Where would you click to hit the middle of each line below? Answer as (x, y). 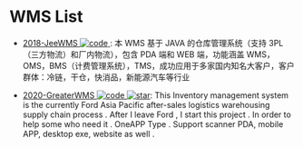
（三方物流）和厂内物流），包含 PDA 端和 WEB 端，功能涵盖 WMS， (148, 54)
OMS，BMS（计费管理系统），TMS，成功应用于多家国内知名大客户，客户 (158, 65)
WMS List (46, 17)
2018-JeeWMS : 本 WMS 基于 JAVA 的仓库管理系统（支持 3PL (153, 43)
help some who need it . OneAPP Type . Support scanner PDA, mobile (153, 123)
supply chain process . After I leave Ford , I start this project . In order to (157, 114)
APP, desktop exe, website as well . (88, 133)
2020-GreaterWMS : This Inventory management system (155, 95)
